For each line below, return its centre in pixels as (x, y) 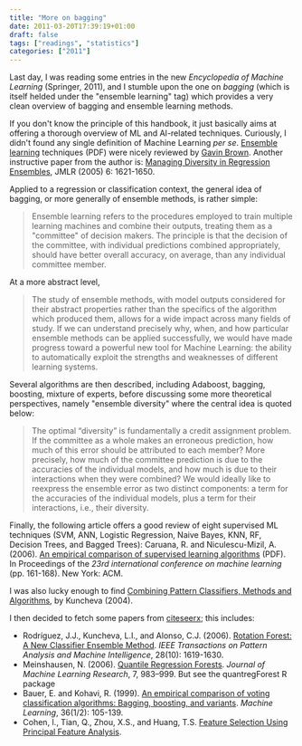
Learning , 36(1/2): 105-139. (73, 713)
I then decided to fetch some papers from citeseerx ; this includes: (132, 618)
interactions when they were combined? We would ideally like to (151, 479)
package (39, 684)
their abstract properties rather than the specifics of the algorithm (154, 310)
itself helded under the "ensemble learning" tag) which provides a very (142, 97)
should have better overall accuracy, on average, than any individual (159, 255)
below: (22, 414)
